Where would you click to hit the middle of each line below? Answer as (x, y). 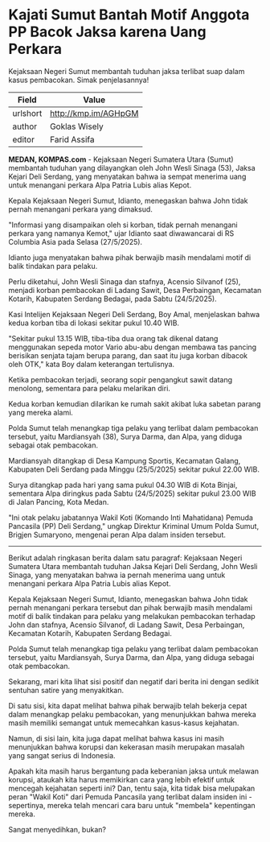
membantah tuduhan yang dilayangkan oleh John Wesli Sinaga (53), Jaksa (132, 167)
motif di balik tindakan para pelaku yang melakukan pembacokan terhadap (132, 616)
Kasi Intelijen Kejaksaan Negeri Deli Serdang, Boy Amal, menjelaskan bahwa (134, 314)
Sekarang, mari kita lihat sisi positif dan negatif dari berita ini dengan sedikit (134, 681)
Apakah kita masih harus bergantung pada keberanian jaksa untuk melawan (134, 771)
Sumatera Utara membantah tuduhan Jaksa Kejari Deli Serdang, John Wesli (133, 566)
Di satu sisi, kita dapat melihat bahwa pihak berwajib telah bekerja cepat (128, 705)
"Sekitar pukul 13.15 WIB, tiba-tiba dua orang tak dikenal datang (113, 338)
